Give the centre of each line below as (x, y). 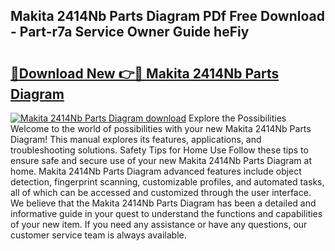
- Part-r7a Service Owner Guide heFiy (130, 32)
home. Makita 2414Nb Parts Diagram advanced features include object (156, 171)
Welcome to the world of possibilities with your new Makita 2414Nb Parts (161, 128)
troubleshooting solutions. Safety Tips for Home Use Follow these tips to (159, 150)
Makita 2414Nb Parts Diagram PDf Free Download (167, 16)
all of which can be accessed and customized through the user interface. (161, 192)
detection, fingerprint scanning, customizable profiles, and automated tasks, (167, 182)
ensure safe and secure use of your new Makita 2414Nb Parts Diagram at (161, 160)
